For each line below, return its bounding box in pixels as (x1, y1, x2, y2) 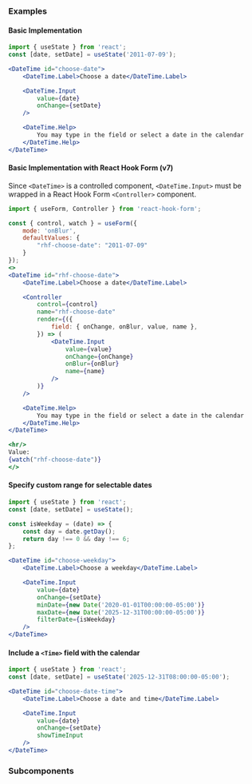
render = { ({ (37, 316, 73, 324)
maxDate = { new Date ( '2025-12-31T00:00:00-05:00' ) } (37, 608, 205, 616)
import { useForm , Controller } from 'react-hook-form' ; (8, 205, 202, 213)
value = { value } (65, 345, 112, 353)
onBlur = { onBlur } (65, 360, 120, 368)
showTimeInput (37, 731, 84, 740)
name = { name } (65, 368, 105, 376)
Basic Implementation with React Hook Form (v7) (8, 163, 174, 173)
